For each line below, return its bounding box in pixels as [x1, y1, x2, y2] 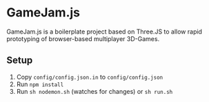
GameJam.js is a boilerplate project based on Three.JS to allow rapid [6, 27, 203, 36]
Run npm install [16, 80, 64, 88]
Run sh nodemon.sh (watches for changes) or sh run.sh [16, 87, 173, 95]
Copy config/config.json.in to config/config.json [16, 73, 163, 81]
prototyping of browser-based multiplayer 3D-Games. [6, 34, 160, 42]
